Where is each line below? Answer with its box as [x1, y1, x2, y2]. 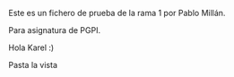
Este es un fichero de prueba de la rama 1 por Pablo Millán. [8, 8, 226, 18]
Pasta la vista [8, 60, 57, 70]
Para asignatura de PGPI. [8, 25, 100, 35]
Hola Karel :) [8, 42, 55, 53]
